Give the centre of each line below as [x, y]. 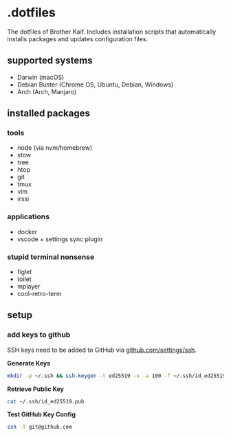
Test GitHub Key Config [41, 414]
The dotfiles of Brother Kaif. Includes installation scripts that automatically [112, 32]
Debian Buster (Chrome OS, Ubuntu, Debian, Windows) [95, 85]
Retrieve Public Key [35, 389]
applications [29, 216]
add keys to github [39, 335]
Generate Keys [29, 363]
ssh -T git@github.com [40, 427]
